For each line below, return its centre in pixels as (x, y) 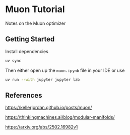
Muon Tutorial (35, 9)
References (24, 95)
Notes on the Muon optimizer (36, 23)
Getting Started (30, 39)
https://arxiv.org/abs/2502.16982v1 (42, 127)
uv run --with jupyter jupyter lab (43, 79)
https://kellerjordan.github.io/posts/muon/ (49, 108)
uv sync (13, 61)
